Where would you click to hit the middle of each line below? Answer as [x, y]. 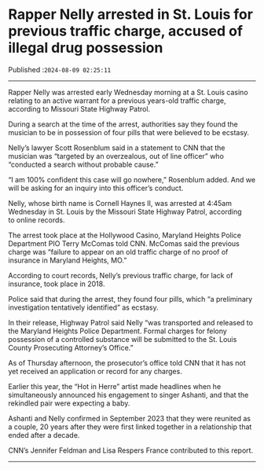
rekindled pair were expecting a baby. [69, 403]
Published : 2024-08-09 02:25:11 [60, 69]
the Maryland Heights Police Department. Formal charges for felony [118, 331]
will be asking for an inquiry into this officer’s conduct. [96, 188]
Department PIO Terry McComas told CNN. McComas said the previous [124, 243]
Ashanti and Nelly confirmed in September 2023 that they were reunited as [130, 418]
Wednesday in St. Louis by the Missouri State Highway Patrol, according [125, 211]
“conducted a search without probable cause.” [83, 164]
